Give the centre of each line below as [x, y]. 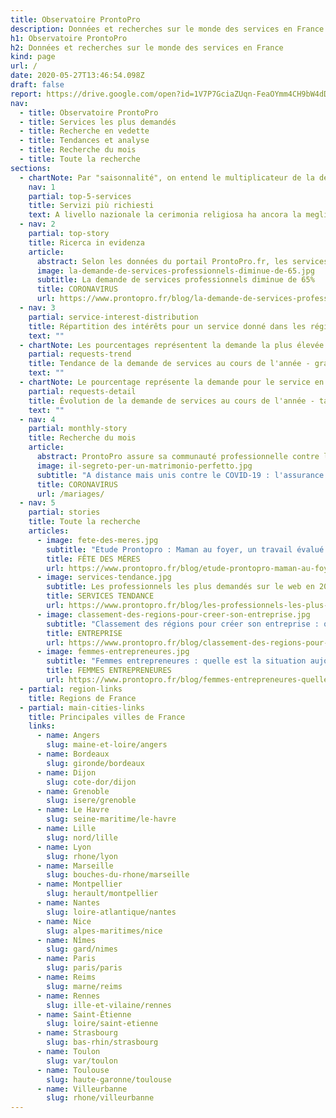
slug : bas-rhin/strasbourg [102, 1042]
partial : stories [64, 512]
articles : [49, 531]
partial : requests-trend [80, 354]
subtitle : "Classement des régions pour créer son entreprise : [183, 624]
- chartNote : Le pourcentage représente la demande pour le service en [172, 382]
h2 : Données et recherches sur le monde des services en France [147, 47]
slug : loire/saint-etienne [102, 1024]
